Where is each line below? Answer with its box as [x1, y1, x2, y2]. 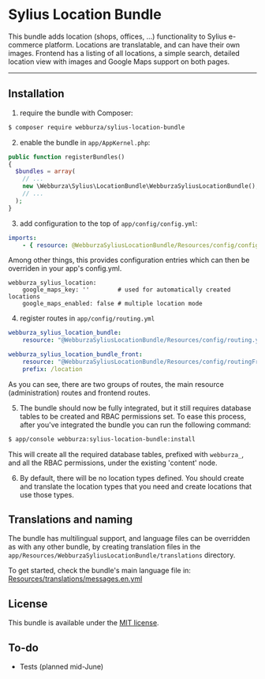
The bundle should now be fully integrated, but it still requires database [19, 403, 252, 412]
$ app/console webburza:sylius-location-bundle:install [8, 435, 196, 443]
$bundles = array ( [15, 167, 77, 175]
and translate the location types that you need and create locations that [19, 482, 252, 491]
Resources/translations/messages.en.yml [8, 574, 143, 583]
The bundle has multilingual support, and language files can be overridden [8, 534, 251, 543]
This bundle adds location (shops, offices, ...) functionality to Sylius [8, 32, 227, 41]
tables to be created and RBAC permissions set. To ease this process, [19, 411, 247, 421]
